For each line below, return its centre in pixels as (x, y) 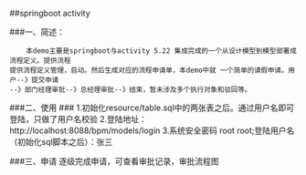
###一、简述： (37, 32)
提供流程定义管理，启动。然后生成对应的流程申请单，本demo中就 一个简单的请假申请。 (149, 70)
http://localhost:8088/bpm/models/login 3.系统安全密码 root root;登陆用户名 (152, 130)
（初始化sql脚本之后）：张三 (61, 142)
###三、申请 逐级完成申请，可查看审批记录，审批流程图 (114, 161)
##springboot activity (50, 13)
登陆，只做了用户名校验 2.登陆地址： (79, 119)
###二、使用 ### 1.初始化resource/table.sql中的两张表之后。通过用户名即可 (152, 108)
